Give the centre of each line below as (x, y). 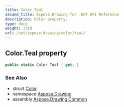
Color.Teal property (36, 53)
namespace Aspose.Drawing (42, 93)
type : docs (16, 24)
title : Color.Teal (24, 10)
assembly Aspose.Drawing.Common (50, 99)
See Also (16, 77)
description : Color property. (37, 19)
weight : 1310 (19, 28)
